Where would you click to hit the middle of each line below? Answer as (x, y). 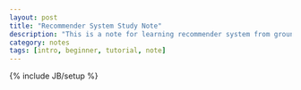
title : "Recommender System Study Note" (86, 26)
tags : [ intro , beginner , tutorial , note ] (88, 51)
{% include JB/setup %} (54, 76)
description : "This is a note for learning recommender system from (140, 34)
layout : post (34, 17)
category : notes (39, 42)
